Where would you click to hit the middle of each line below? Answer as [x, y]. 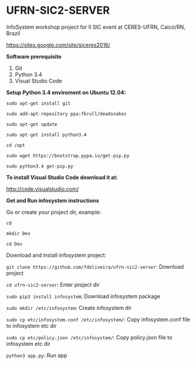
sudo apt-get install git [38, 103]
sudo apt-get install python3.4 [46, 135]
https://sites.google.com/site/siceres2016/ [58, 45]
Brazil [13, 33]
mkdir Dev [19, 233]
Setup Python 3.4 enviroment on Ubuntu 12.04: [66, 92]
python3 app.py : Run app [37, 355]
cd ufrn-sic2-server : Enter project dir [53, 284]
